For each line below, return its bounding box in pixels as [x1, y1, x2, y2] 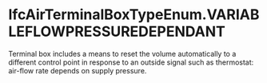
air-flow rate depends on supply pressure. [8, 65, 147, 75]
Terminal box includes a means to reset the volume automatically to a [8, 49, 237, 58]
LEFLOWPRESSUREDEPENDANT [8, 22, 226, 41]
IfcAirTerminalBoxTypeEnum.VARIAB [8, 6, 260, 24]
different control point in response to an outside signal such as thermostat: [8, 57, 254, 67]
